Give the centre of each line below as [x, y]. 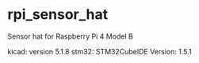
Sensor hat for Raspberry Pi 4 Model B [71, 36]
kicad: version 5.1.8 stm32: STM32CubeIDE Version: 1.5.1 [99, 51]
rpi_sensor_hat [58, 15]
